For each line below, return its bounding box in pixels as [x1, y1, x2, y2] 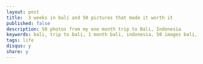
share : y [6, 49, 29, 55]
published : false [6, 20, 51, 26]
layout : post [6, 9, 40, 15]
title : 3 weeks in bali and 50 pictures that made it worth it [6, 15, 173, 21]
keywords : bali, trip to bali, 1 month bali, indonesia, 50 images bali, [6, 32, 198, 38]
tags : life [6, 37, 34, 43]
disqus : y [6, 43, 32, 49]
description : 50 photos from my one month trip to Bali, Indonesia [6, 26, 182, 32]
